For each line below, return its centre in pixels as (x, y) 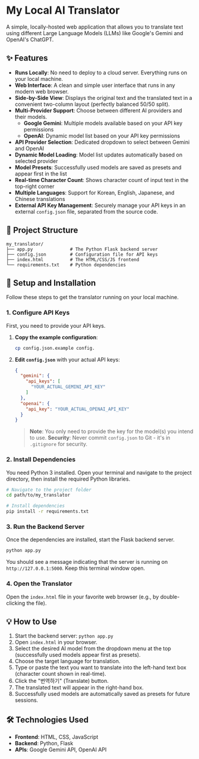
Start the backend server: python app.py (64, 636)
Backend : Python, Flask (44, 744)
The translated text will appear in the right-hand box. (79, 688)
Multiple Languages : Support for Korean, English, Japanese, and (94, 192)
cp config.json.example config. (55, 348)
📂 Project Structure (42, 230)
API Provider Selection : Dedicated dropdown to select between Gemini (102, 142)
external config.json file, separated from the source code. (86, 211)
